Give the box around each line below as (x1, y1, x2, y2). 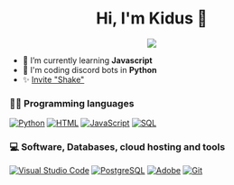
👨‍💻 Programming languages (9, 97, 135, 109)
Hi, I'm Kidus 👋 (96, 8, 208, 29)
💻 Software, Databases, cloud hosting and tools (9, 141, 226, 153)
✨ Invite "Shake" (22, 74, 85, 85)
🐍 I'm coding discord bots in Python (22, 64, 157, 75)
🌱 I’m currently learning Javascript (22, 54, 153, 66)
